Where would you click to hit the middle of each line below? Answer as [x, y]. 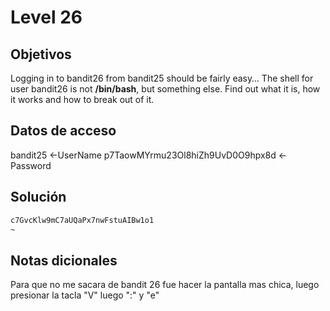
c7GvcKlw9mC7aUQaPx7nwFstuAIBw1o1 [82, 220]
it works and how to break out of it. [82, 99]
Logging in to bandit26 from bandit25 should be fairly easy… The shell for [162, 78]
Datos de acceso [63, 131]
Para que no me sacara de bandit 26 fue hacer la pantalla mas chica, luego [165, 285]
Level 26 [46, 17]
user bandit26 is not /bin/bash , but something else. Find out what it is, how [165, 89]
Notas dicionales [64, 260]
